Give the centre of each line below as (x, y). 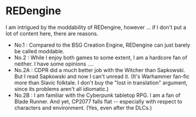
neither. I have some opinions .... (54, 64)
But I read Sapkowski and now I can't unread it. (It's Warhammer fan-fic (102, 76)
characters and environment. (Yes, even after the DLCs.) (83, 108)
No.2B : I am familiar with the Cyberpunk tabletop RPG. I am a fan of (97, 95)
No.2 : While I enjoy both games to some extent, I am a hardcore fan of (101, 57)
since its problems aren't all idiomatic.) (61, 89)
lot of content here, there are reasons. (52, 33)
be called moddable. (39, 51)
